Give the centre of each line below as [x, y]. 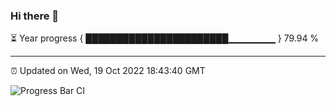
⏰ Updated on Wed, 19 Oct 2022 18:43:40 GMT [108, 71]
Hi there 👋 [35, 16]
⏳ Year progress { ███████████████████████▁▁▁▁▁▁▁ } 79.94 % [165, 38]
